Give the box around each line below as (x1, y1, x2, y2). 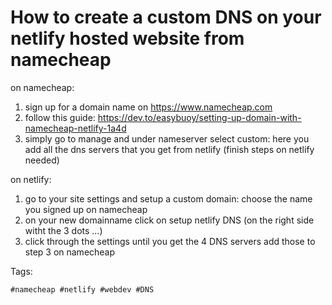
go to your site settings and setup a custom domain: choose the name (24, 192, 313, 205)
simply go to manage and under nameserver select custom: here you (24, 132, 310, 145)
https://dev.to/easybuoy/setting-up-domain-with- (97, 111, 302, 123)
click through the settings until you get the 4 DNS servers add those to (24, 235, 316, 247)
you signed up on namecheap (24, 203, 148, 215)
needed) (24, 154, 60, 166)
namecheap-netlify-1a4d (24, 122, 127, 134)
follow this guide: (24, 111, 96, 123)
